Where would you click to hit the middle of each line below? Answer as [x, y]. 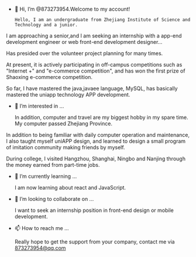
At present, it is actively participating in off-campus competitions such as [94, 65]
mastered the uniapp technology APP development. [68, 95]
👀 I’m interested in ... [39, 106]
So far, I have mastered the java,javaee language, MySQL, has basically [92, 88]
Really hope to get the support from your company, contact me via [94, 242]
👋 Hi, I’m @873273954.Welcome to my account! [72, 9]
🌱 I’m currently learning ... [46, 176]
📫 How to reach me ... [42, 228]
